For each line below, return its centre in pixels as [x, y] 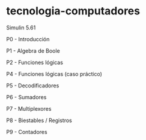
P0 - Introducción [28, 39]
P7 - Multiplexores [29, 108]
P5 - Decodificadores [33, 86]
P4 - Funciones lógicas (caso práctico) [54, 74]
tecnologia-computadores [73, 11]
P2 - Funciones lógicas [35, 62]
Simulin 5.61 [21, 28]
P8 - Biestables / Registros [39, 120]
